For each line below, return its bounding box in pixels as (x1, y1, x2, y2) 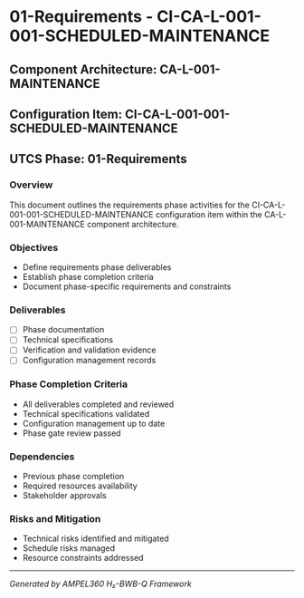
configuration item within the (155, 208, 262, 219)
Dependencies (9, 450, 75, 463)
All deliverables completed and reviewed (22, 399, 175, 410)
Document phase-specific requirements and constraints (22, 281, 232, 292)
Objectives (9, 241, 59, 254)
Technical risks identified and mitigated (22, 533, 169, 545)
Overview (9, 178, 53, 191)
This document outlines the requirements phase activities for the (9, 199, 251, 210)
